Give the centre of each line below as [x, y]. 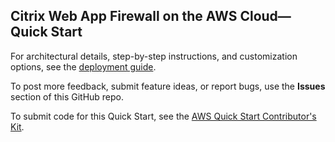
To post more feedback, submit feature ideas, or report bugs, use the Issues [168, 86]
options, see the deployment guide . [83, 66]
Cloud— [265, 16]
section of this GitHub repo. [67, 96]
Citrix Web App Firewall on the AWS [124, 16]
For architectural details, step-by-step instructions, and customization [154, 56]
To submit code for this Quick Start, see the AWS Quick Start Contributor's [163, 116]
